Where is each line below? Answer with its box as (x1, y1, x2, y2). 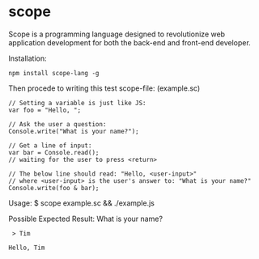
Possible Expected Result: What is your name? (8, 214, 163, 223)
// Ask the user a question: (8, 120, 107, 128)
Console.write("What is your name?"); (8, 127, 139, 135)
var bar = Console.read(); (8, 148, 100, 156)
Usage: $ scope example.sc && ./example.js (8, 197, 155, 208)
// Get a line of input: (8, 141, 92, 150)
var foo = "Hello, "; (8, 106, 82, 114)
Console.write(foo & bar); (8, 184, 100, 192)
